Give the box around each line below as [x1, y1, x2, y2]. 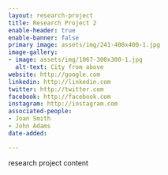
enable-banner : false [8, 33, 80, 42]
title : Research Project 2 [8, 19, 97, 27]
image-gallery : [8, 48, 58, 56]
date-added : [8, 129, 47, 137]
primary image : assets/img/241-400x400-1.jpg [8, 41, 160, 49]
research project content [8, 158, 89, 167]
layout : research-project [8, 11, 93, 20]
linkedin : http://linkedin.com [8, 78, 111, 86]
